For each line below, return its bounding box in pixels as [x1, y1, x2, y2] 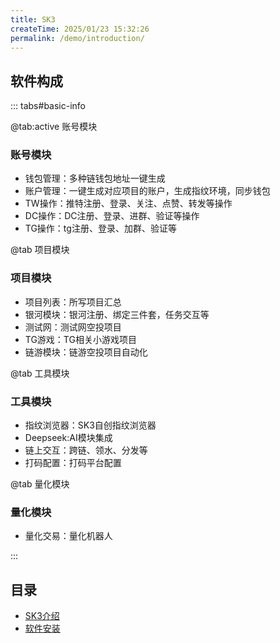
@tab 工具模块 [10, 367, 70, 379]
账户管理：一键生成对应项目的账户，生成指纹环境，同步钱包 [24, 185, 271, 197]
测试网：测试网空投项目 [24, 321, 122, 333]
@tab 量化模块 [10, 478, 70, 490]
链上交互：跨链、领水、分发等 [24, 444, 148, 456]
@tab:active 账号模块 [10, 121, 98, 133]
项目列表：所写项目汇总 [24, 296, 122, 308]
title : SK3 [10, 14, 56, 25]
